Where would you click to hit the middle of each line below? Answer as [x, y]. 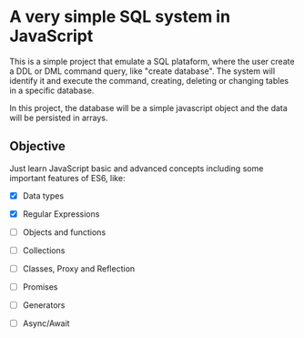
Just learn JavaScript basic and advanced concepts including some [137, 168]
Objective [38, 146]
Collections [44, 250]
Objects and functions [64, 232]
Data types [43, 195]
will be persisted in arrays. [59, 118]
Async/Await [46, 323]
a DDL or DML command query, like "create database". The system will [142, 71]
